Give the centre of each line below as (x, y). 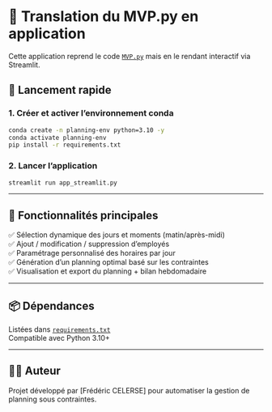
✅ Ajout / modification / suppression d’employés (89, 244)
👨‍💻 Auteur (34, 371)
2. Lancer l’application (53, 166)
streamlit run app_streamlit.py (63, 183)
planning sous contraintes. (53, 399)
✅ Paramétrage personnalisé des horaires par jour (92, 253)
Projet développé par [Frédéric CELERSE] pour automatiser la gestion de (129, 390)
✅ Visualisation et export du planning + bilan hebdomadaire (108, 271)
